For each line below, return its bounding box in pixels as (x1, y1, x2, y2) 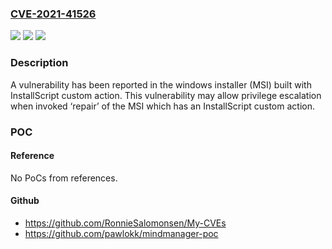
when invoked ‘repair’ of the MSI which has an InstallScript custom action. (10, 100, 315, 112)
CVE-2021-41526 (10, 7, 97, 21)
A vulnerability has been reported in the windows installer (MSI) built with (10, 78, 312, 91)
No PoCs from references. (10, 172, 118, 184)
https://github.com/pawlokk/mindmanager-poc (24, 227, 219, 239)
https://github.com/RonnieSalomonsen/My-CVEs (24, 217, 227, 229)
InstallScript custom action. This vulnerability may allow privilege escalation (10, 89, 322, 101)
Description (10, 56, 69, 70)
